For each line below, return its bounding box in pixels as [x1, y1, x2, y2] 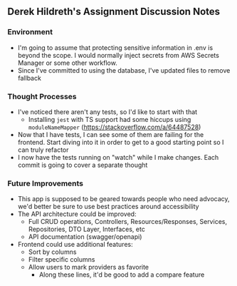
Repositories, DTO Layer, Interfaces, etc [28, 225, 146, 234]
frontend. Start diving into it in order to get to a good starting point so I [17, 138, 224, 146]
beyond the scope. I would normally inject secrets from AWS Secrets [17, 51, 219, 59]
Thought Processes [7, 91, 77, 101]
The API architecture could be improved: [17, 210, 137, 218]
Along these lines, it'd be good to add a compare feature [38, 270, 205, 279]
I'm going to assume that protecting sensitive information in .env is [17, 43, 214, 52]
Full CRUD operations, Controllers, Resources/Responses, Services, [28, 218, 228, 226]
